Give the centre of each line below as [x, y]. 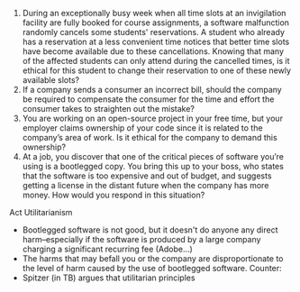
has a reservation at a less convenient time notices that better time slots [156, 41]
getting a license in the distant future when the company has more [145, 185]
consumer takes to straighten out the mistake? [109, 109]
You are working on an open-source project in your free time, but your [153, 118]
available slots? [50, 80]
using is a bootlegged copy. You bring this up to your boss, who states [153, 166]
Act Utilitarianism [41, 212]
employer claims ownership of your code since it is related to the [142, 128]
